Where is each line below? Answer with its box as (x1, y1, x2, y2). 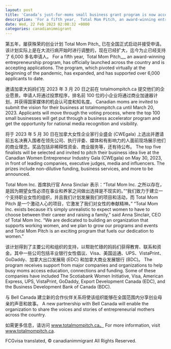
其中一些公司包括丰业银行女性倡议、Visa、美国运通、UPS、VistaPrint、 (14, 250, 164, 257)
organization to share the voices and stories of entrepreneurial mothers (5, 306, 155, 312)
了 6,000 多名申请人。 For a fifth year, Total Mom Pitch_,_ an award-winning (5, 54, 165, 60)
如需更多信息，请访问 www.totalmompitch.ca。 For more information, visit (5, 322, 160, 328)
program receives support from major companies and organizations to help (5, 262, 163, 268)
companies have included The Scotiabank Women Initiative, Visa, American (5, 273, 164, 279)
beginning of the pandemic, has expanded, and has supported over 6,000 (5, 70, 160, 76)
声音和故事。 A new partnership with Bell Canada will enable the (14, 301, 149, 307)
